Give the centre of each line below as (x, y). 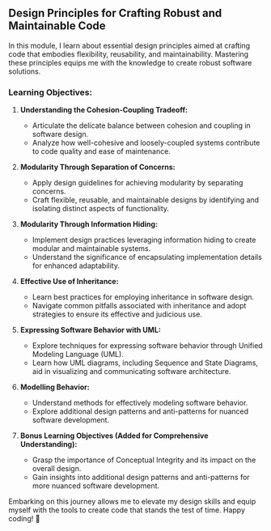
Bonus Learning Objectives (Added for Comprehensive (114, 435)
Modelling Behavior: (55, 387)
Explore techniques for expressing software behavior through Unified (147, 346)
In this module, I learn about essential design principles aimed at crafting (129, 45)
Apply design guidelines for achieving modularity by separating (138, 183)
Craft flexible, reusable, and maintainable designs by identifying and (146, 200)
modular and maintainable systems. (91, 249)
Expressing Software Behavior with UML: (91, 330)
